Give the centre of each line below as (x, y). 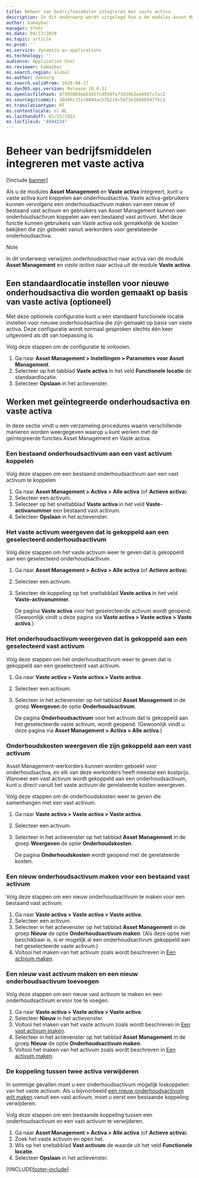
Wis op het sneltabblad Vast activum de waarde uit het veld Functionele (103, 1145)
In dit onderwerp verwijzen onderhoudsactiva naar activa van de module (95, 259)
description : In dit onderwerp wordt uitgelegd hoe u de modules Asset (96, 17)
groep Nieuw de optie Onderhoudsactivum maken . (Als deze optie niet (102, 933)
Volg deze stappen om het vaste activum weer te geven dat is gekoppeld (95, 552)
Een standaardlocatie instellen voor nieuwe (88, 284)
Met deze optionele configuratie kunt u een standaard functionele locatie (95, 316)
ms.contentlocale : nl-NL (37, 111)
